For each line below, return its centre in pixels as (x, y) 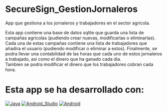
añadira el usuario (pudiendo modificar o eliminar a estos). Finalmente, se (81, 48)
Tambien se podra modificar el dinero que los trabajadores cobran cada (79, 64)
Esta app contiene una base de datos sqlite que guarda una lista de (75, 32)
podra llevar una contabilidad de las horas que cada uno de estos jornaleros (84, 54)
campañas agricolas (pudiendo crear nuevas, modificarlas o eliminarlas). (80, 38)
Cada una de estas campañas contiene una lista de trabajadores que (76, 43)
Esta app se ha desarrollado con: (75, 90)
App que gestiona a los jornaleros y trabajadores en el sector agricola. (78, 23)
